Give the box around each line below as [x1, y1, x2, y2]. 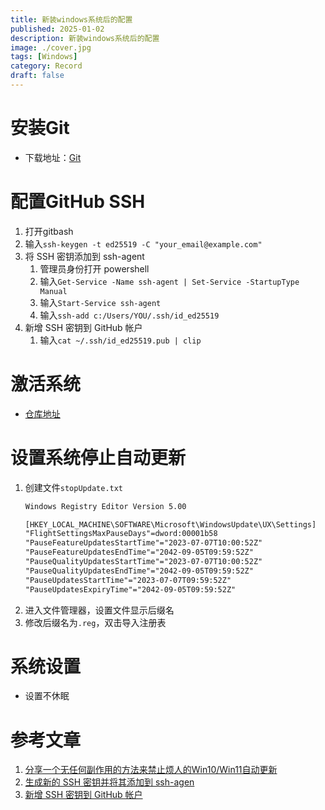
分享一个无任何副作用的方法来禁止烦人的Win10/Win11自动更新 [24, 764, 278, 776]
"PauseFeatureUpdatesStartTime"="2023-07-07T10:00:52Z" [24, 538, 263, 548]
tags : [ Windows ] [10, 52, 78, 62]
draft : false [10, 71, 65, 81]
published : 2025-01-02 [10, 24, 105, 34]
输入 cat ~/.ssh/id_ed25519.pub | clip [39, 334, 202, 346]
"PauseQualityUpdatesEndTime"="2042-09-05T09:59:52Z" [24, 566, 254, 576]
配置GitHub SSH [10, 191, 146, 213]
